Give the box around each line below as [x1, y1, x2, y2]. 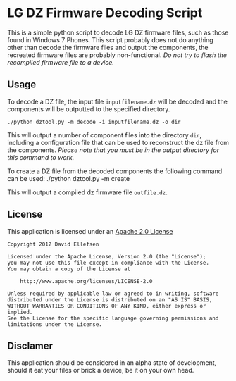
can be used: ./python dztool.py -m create [7, 174, 130, 182]
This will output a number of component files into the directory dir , [7, 130, 202, 139]
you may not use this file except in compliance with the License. [7, 259, 210, 266]
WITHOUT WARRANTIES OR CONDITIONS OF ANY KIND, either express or [7, 302, 206, 309]
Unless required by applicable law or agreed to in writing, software [7, 290, 219, 297]
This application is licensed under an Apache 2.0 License [7, 227, 173, 235]
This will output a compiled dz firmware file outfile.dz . [7, 188, 168, 196]
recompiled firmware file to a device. [7, 58, 114, 66]
